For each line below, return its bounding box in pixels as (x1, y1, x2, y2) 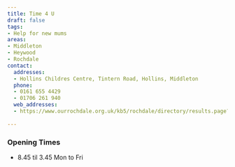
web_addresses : (13, 101, 58, 108)
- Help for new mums (7, 29, 68, 37)
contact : (7, 62, 33, 69)
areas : (7, 36, 27, 43)
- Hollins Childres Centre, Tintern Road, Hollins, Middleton (13, 75, 199, 82)
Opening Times (7, 137, 61, 147)
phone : (13, 82, 33, 89)
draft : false (7, 17, 45, 24)
